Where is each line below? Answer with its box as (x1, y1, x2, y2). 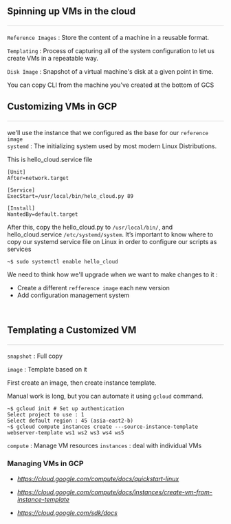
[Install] (7, 205, 36, 212)
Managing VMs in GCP (7, 458, 84, 468)
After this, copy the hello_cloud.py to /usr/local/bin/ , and (7, 223, 173, 231)
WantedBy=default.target (7, 210, 78, 218)
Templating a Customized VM (7, 324, 137, 336)
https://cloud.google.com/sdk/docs (16, 508, 118, 516)
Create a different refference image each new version (16, 283, 170, 292)
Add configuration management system (16, 291, 130, 299)
